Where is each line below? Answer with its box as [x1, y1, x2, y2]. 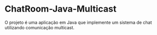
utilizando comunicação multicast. [4, 24, 75, 30]
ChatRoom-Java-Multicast [4, 3, 117, 15]
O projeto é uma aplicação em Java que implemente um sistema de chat [4, 19, 152, 25]
